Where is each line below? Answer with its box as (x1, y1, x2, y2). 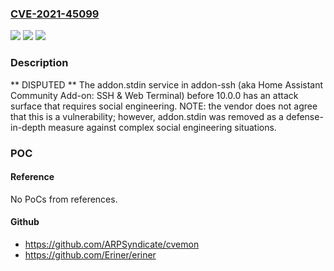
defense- (285, 110, 324, 122)
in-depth (10, 121, 47, 133)
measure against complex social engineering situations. (48, 121, 277, 133)
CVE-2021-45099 (10, 7, 100, 21)
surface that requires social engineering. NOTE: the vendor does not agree (10, 100, 318, 112)
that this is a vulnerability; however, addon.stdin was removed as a (10, 110, 284, 122)
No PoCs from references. (10, 193, 118, 205)
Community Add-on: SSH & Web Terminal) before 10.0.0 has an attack (10, 89, 299, 101)
